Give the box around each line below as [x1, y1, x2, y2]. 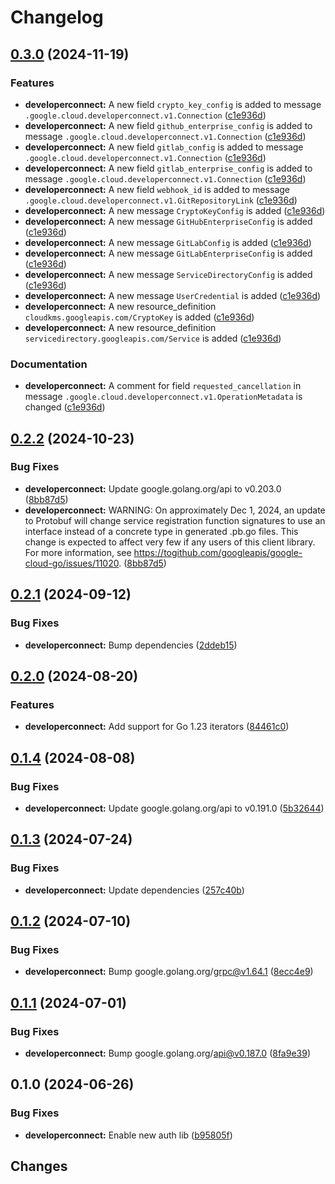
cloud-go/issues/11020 [24, 557, 120, 569]
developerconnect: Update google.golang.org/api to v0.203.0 [24, 482, 282, 495]
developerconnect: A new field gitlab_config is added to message [24, 141, 304, 153]
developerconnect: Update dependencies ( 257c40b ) [24, 884, 245, 896]
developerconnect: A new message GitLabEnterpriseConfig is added [24, 247, 313, 259]
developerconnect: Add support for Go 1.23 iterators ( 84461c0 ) [24, 721, 290, 733]
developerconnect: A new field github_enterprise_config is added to [24, 119, 313, 131]
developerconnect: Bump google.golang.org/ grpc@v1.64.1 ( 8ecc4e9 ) [24, 966, 314, 978]
